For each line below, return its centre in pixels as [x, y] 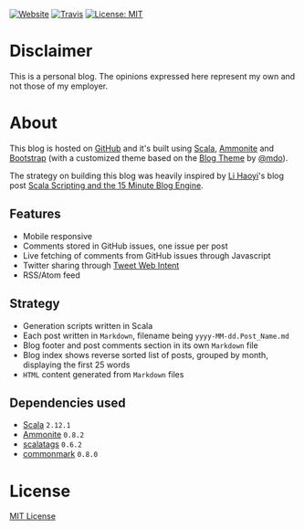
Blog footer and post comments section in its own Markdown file [140, 345]
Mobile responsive [58, 236]
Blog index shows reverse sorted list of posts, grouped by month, [146, 355]
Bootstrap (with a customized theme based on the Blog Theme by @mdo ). [149, 158]
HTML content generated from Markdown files [103, 374]
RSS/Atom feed [51, 275]
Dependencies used [68, 403]
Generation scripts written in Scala [88, 325]
